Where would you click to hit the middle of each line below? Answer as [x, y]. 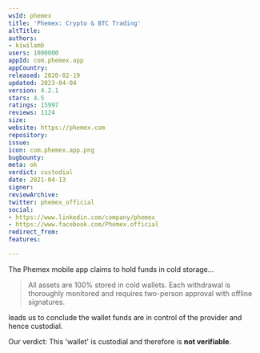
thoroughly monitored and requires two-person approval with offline [140, 293]
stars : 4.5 [26, 98]
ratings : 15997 [34, 105]
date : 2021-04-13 [37, 180]
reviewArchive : [34, 195]
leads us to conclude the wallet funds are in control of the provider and [125, 317]
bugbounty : [26, 157]
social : [21, 209]
